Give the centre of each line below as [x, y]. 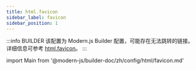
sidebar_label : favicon [36, 17]
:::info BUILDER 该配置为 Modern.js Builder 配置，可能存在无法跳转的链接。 [100, 41]
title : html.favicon [32, 12]
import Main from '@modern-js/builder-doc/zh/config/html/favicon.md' [95, 60]
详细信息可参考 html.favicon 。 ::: [47, 48]
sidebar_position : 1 [32, 23]
